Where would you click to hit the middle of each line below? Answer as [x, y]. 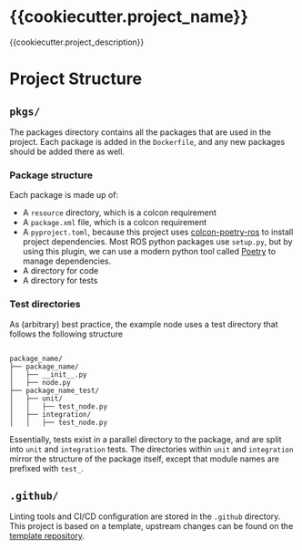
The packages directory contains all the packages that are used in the [140, 132]
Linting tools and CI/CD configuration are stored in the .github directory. [145, 516]
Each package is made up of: [64, 195]
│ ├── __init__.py [49, 374]
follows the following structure [66, 334]
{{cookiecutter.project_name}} [129, 17]
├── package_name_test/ [55, 390]
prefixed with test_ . [46, 468]
